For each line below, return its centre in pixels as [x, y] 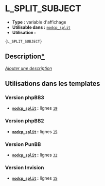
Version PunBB [23, 144]
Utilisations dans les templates [53, 84]
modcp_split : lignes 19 [35, 108]
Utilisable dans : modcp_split [41, 27]
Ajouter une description [29, 68]
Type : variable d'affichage [39, 22]
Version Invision [25, 167]
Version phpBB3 [25, 97]
